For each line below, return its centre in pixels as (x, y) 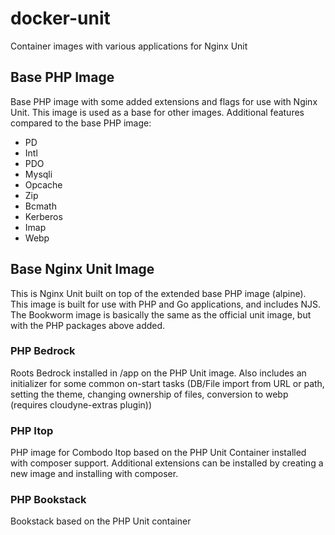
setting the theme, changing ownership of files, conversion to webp (149, 394)
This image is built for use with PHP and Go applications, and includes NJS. (166, 304)
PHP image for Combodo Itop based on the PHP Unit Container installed (158, 453)
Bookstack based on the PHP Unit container (101, 521)
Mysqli (38, 174)
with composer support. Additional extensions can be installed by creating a (167, 463)
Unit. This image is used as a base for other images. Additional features (157, 112)
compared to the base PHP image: (81, 123)
